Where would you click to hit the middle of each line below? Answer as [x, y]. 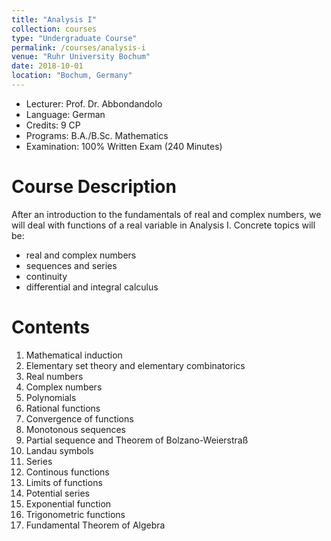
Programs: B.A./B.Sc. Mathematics [97, 135]
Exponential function [68, 503]
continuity [46, 276]
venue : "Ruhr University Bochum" [81, 57]
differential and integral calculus [92, 287]
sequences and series [71, 265]
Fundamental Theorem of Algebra [95, 525]
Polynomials [51, 397]
